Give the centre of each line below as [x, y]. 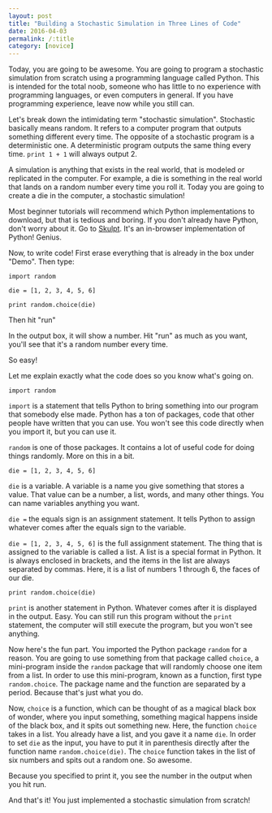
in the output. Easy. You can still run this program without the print [121, 616]
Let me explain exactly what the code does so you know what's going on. [131, 376]
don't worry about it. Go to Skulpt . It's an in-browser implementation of [127, 229]
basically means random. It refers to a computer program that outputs [125, 128]
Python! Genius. [35, 237]
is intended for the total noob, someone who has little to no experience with [135, 87]
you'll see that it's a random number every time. [89, 344]
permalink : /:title [41, 39]
